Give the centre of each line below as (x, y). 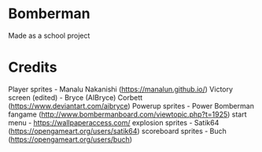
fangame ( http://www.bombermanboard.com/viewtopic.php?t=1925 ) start (127, 114)
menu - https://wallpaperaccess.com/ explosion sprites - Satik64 (114, 122)
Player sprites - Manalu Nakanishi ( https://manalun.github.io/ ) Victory (121, 89)
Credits (33, 67)
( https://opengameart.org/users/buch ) (70, 139)
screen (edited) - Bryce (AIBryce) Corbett (76, 97)
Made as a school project (49, 35)
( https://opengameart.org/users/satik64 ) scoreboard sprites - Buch (117, 131)
